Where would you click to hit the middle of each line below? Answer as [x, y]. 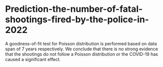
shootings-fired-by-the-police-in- [77, 19]
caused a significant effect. [33, 59]
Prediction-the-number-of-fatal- [74, 9]
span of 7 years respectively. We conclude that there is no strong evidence [82, 49]
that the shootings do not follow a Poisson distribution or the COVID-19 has [82, 54]
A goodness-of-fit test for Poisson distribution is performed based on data [81, 43]
